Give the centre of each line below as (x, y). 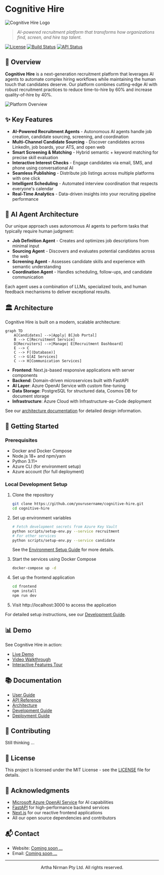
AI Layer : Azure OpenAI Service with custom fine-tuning (69, 386)
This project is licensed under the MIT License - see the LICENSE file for (78, 770)
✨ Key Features (29, 120)
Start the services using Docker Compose (54, 559)
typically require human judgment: (40, 231)
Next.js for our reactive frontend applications (57, 812)
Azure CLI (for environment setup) (47, 466)
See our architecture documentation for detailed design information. (73, 411)
